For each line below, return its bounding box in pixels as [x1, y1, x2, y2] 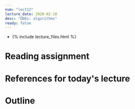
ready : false [5, 20, 31, 26]
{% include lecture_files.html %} [12, 34, 76, 40]
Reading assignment [5, 51, 90, 62]
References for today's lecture [5, 73, 130, 84]
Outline [5, 95, 35, 106]
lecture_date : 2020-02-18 [5, 12, 57, 16]
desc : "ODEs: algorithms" [5, 16, 57, 21]
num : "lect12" [5, 7, 34, 12]
